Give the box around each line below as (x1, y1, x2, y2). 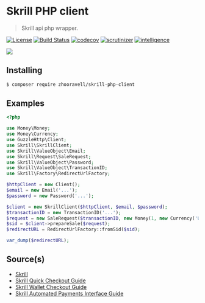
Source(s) (6, 254, 45, 265)
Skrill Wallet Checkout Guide (15, 283, 87, 290)
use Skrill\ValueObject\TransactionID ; (6, 165, 108, 171)
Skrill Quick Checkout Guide (15, 277, 87, 284)
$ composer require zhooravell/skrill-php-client (6, 81, 135, 88)
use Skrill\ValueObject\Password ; (6, 159, 95, 165)
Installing (6, 65, 43, 75)
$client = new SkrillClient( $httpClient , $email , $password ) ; (6, 204, 168, 210)
